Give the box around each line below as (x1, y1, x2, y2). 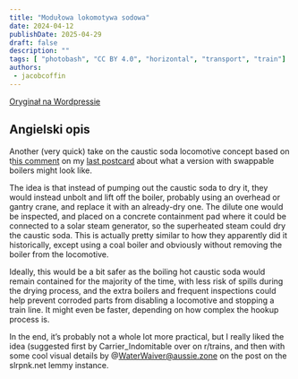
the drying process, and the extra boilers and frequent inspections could (9, 285, 277, 296)
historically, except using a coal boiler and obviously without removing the (9, 239, 283, 250)
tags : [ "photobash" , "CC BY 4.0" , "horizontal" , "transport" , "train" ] (9, 55, 286, 64)
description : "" (9, 47, 70, 56)
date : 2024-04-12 (9, 22, 74, 30)
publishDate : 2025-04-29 (9, 30, 102, 39)
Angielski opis (9, 122, 91, 137)
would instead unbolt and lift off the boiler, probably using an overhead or (9, 192, 280, 202)
